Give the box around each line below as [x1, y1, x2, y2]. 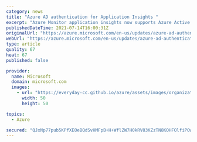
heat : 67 [6, 52, 28, 58]
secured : [6, 127, 28, 133]
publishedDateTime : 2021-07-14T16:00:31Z [6, 25, 109, 31]
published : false [6, 57, 49, 63]
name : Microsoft [11, 74, 51, 79]
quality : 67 [6, 47, 35, 53]
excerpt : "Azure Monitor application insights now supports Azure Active [6, 19, 191, 25]
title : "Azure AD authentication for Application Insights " [6, 14, 159, 20]
